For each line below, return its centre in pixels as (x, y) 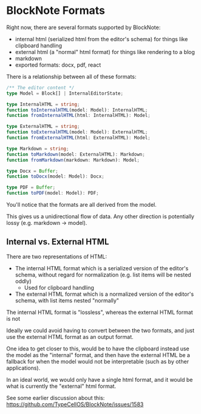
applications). (23, 368)
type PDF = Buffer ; (31, 188)
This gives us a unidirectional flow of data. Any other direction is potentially (100, 216)
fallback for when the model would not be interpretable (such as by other (98, 361)
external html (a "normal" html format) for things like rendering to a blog (105, 52)
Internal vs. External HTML (58, 242)
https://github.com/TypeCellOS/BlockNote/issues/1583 (75, 404)
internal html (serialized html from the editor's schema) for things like (101, 39)
